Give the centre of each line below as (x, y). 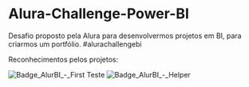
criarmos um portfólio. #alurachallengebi (75, 43)
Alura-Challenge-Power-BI (99, 14)
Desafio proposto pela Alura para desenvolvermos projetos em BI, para (125, 36)
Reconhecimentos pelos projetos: (63, 59)
